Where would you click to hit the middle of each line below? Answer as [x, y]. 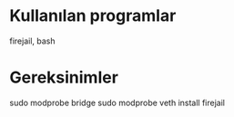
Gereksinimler [64, 78]
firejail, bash [33, 41]
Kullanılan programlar [93, 16]
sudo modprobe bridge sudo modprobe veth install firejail [117, 102]
